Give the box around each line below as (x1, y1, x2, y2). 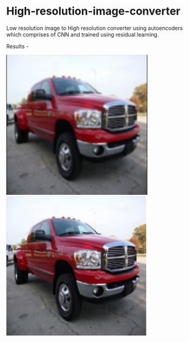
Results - (6, 43, 29, 50)
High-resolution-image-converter (6, 4, 180, 18)
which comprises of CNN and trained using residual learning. (6, 30, 159, 38)
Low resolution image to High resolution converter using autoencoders (6, 24, 184, 32)
